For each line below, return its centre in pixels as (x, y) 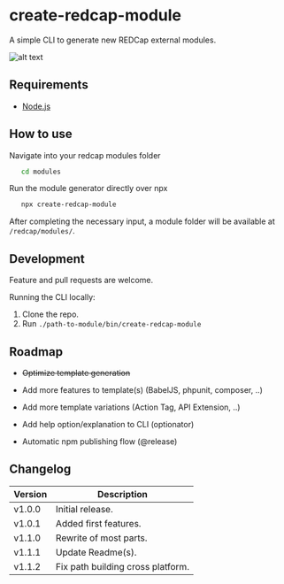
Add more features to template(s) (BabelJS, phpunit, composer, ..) (142, 389)
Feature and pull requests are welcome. (81, 280)
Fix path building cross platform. (123, 566)
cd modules (41, 172)
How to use (41, 134)
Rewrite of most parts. (102, 538)
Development (47, 259)
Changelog (40, 469)
